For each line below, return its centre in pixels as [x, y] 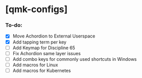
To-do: [14, 25]
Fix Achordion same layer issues [47, 53]
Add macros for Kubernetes [42, 70]
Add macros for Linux [35, 65]
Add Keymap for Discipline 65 [44, 48]
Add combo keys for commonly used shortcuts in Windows [75, 59]
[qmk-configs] [36, 9]
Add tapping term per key [39, 42]
